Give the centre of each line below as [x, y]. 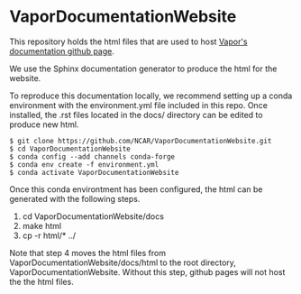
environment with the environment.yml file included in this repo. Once [139, 105]
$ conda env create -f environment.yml [84, 164]
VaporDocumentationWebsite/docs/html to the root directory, [123, 262]
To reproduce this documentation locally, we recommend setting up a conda [151, 96]
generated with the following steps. [75, 198]
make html [41, 225]
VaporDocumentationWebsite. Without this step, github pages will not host [147, 271]
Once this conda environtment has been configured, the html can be [136, 189]
